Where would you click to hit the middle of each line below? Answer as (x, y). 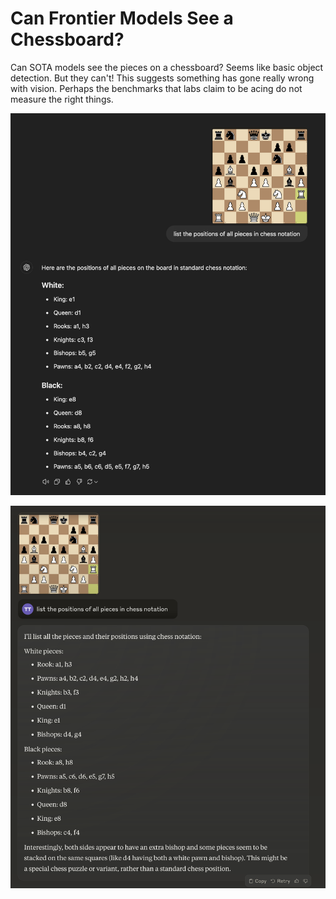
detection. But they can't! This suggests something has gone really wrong (162, 78)
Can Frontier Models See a (122, 18)
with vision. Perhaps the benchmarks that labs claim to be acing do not (156, 88)
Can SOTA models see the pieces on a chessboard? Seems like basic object (167, 67)
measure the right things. (62, 99)
